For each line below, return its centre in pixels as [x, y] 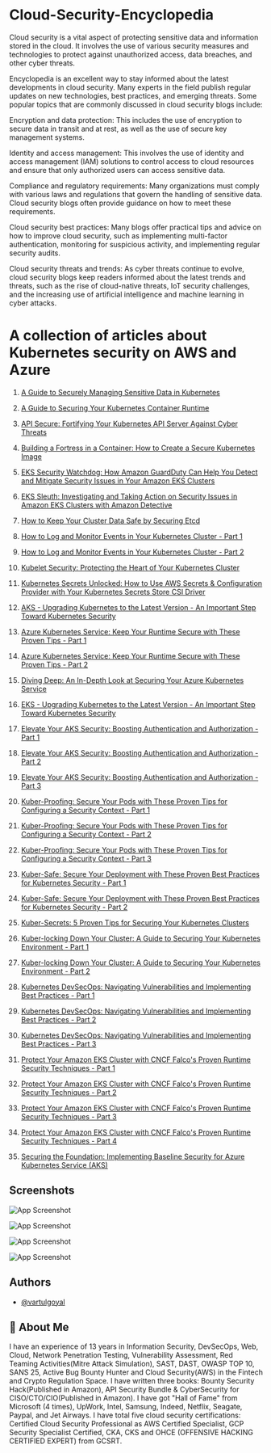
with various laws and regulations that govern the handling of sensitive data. [136, 194]
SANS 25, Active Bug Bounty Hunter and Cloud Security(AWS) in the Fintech [136, 1372]
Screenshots [42, 1191]
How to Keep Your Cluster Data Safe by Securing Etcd [110, 520]
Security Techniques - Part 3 [69, 1116]
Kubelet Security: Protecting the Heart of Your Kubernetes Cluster [130, 567]
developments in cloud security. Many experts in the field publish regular [130, 87]
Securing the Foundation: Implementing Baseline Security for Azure [133, 1156]
